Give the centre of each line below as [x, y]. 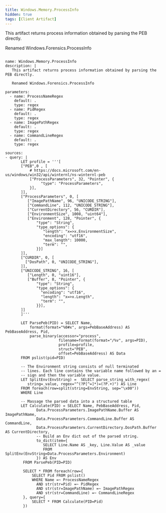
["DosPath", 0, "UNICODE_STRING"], [62, 262]
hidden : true [19, 14]
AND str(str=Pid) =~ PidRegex [68, 484]
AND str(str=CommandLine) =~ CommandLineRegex [85, 493]
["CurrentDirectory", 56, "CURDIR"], [66, 210]
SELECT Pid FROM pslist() [58, 476]
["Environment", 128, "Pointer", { [64, 219]
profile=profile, [76, 345]
